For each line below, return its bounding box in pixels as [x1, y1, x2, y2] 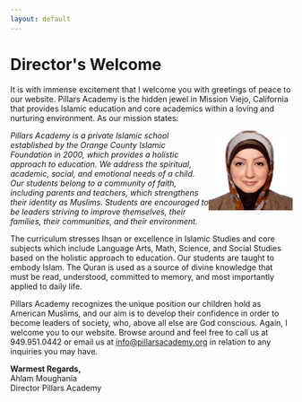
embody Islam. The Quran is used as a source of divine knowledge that [10, 261, 273, 273]
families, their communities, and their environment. [10, 215, 198, 226]
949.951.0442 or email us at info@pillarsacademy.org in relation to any [10, 336, 272, 347]
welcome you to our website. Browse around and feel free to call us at [10, 327, 269, 337]
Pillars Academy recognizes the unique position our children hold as [10, 298, 262, 309]
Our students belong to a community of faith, [10, 178, 177, 188]
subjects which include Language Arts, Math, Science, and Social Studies [10, 242, 281, 253]
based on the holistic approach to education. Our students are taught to [10, 252, 275, 263]
